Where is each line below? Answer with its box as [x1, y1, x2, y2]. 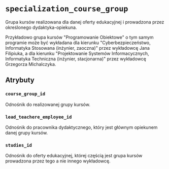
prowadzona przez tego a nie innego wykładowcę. [5, 158, 111, 164]
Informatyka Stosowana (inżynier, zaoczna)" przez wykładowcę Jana [5, 45, 150, 51]
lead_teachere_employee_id [5, 114, 72, 120]
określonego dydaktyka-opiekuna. [5, 24, 77, 30]
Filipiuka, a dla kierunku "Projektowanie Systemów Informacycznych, [5, 50, 149, 56]
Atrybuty [5, 76, 35, 85]
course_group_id [5, 91, 46, 97]
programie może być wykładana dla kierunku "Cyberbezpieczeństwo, [5, 40, 151, 46]
